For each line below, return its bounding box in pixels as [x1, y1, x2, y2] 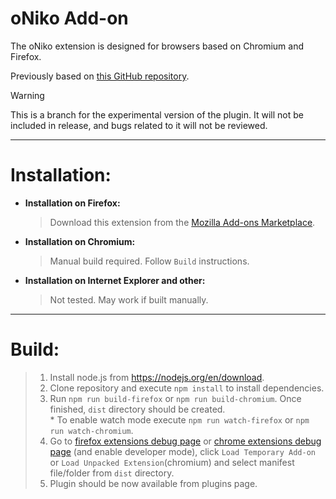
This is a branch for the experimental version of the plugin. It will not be [10, 108, 304, 121]
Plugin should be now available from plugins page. [49, 477, 258, 489]
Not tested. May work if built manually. [49, 293, 209, 306]
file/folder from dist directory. [49, 467, 175, 479]
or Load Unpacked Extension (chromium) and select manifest [49, 456, 295, 468]
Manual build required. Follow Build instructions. [49, 255, 250, 267]
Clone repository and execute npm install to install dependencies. [49, 382, 325, 394]
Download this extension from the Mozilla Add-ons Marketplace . [49, 216, 316, 228]
